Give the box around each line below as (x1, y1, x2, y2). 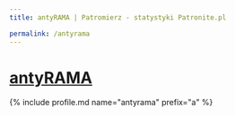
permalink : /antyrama (9, 29, 91, 38)
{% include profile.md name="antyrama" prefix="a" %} (9, 97, 213, 108)
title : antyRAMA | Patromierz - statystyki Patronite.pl (9, 12, 227, 22)
